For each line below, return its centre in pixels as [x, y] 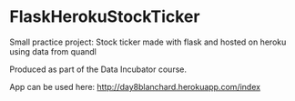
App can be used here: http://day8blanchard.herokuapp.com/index [135, 86]
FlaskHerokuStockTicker [105, 17]
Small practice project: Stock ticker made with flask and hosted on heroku [148, 42]
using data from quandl [53, 51]
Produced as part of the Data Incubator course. [98, 69]
